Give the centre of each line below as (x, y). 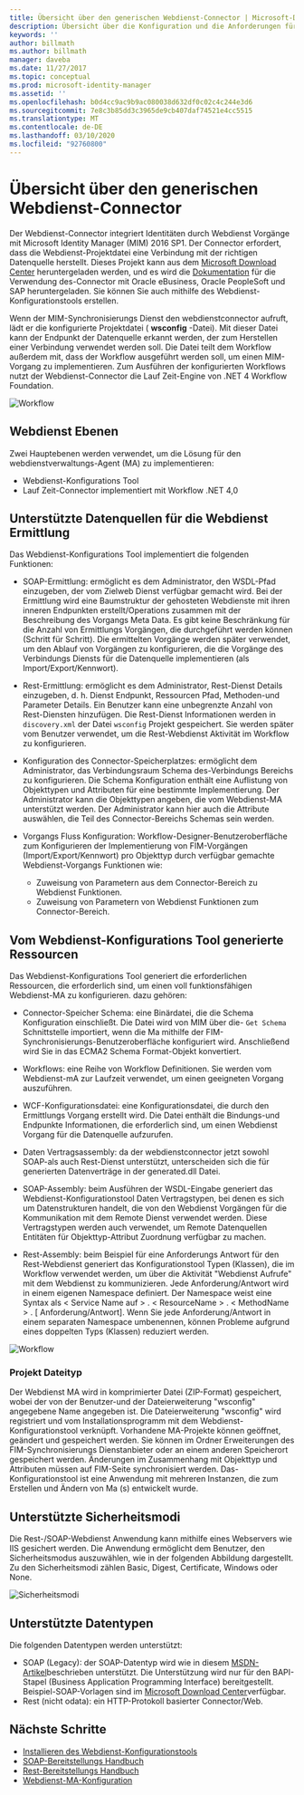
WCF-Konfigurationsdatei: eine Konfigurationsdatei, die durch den (146, 1106)
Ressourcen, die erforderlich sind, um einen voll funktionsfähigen (131, 986)
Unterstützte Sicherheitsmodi (95, 1517)
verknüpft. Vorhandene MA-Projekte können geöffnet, (180, 1431)
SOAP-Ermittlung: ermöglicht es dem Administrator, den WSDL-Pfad (149, 581)
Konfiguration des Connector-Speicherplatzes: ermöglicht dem (140, 761)
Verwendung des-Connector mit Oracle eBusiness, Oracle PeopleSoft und (147, 281)
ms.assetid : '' (38, 93)
